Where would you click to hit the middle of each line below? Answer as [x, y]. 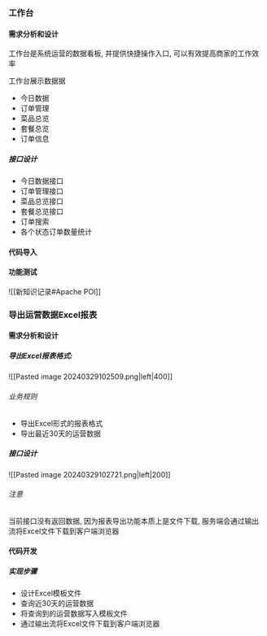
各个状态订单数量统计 [56, 232]
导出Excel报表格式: [41, 356]
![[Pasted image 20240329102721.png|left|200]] [90, 474]
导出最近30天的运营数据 [61, 433]
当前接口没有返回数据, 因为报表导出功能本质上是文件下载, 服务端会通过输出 [133, 521]
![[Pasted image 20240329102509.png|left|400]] [91, 377]
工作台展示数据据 [37, 81]
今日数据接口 [42, 181]
